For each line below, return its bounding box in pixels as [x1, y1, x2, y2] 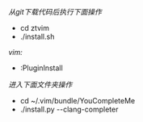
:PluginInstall [19, 63, 63, 73]
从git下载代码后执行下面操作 [8, 7, 103, 16]
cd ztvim [19, 23, 50, 32]
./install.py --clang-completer [19, 104, 119, 114]
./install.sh [19, 32, 55, 41]
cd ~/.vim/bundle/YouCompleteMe [19, 96, 136, 105]
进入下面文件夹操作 [8, 80, 73, 89]
